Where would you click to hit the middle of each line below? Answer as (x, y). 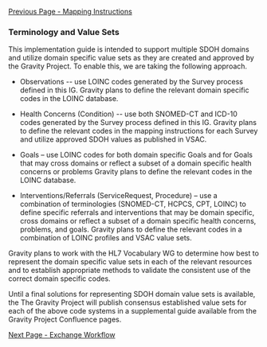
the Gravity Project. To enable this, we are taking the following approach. (128, 66)
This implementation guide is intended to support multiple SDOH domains (129, 49)
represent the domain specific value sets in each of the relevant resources (130, 262)
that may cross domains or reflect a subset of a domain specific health (136, 163)
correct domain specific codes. (59, 279)
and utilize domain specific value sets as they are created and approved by (132, 58)
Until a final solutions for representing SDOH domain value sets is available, (132, 294)
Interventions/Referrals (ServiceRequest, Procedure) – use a (118, 196)
